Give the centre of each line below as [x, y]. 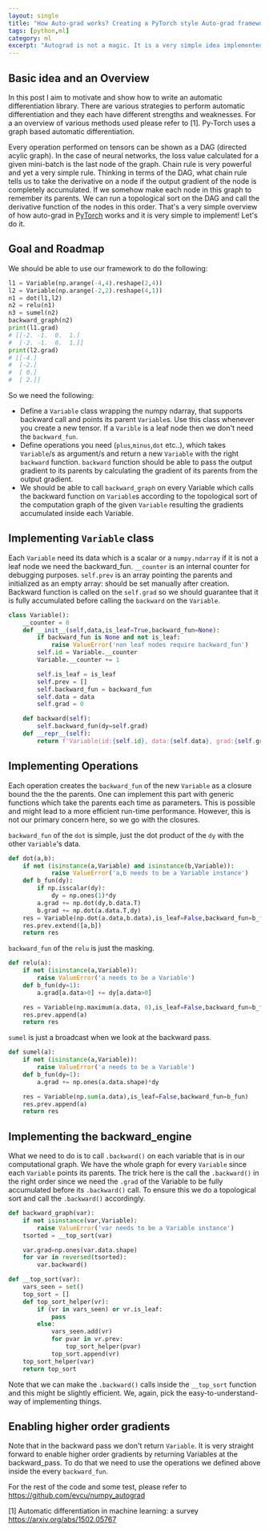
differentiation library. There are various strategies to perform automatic [127, 106]
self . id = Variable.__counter [87, 652]
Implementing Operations [73, 766]
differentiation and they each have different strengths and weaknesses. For [132, 114]
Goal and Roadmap [56, 249]
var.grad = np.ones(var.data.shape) [80, 1250]
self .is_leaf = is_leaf [76, 674]
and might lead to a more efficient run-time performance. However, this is [129, 811]
